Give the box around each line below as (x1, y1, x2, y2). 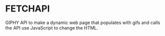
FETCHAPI (5, 3, 50, 14)
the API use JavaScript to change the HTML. (5, 24, 98, 30)
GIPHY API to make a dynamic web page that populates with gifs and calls (5, 19, 160, 25)
